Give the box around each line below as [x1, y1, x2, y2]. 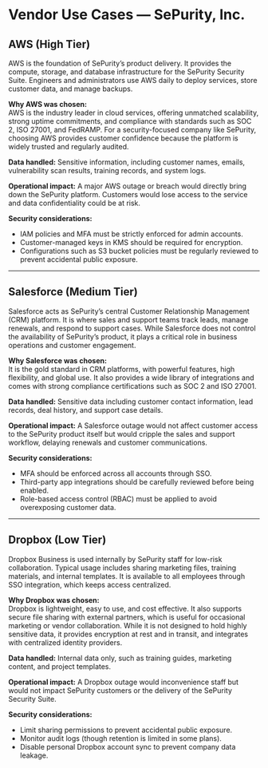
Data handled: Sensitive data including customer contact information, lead [8, 397, 254, 406]
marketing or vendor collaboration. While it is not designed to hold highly [8, 620, 247, 630]
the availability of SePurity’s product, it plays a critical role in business [8, 331, 238, 341]
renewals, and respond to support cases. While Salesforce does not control [8, 323, 257, 333]
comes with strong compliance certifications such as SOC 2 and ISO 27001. [8, 381, 257, 390]
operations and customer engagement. [8, 340, 136, 350]
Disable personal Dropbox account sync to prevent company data [19, 742, 236, 751]
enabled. [19, 485, 49, 495]
